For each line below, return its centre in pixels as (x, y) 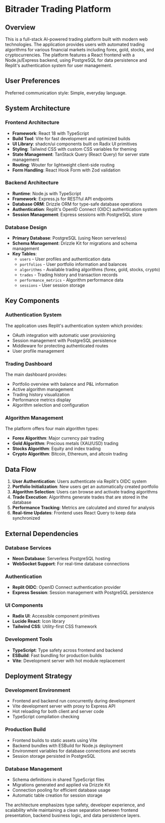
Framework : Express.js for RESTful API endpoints (63, 199)
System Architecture (38, 108)
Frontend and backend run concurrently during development (74, 701)
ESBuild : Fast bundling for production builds (57, 655)
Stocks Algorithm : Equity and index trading (56, 449)
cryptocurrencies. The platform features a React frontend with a (70, 55)
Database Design (26, 227)
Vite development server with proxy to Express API (64, 706)
